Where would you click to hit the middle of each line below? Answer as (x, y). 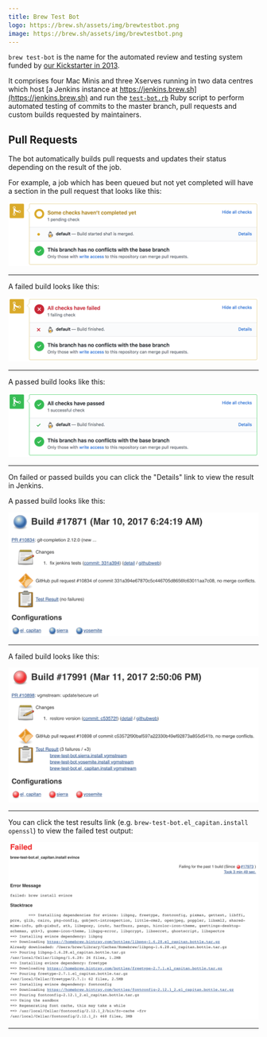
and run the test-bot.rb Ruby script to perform (167, 98)
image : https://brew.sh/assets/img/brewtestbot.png (95, 33)
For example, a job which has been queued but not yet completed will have (131, 183)
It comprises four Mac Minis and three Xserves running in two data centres (131, 81)
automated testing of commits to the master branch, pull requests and (122, 106)
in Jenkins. (26, 486)
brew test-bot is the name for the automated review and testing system (126, 57)
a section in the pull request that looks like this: (85, 192)
